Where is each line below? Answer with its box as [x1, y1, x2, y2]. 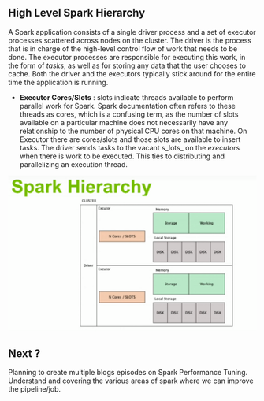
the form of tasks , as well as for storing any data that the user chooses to [8, 61, 247, 70]
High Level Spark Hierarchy [8, 6, 146, 20]
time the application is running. [8, 77, 109, 87]
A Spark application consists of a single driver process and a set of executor [8, 27, 256, 36]
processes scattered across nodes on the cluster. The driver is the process [8, 35, 252, 45]
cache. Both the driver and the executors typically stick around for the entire [8, 69, 256, 78]
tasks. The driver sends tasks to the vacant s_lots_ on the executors [19, 143, 240, 152]
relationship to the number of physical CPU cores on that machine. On [19, 126, 247, 136]
